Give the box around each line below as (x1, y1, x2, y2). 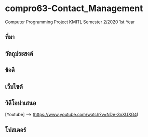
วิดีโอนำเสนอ (5, 99, 36, 107)
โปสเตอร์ (5, 125, 27, 134)
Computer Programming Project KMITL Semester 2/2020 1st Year (5, 19, 135, 25)
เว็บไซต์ (5, 82, 23, 91)
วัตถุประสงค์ (5, 49, 33, 58)
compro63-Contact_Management (5, 3, 143, 14)
